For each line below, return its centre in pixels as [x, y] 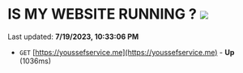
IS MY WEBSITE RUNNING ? [102, 14]
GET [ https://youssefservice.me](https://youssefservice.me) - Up [127, 52]
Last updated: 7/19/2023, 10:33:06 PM [73, 36]
